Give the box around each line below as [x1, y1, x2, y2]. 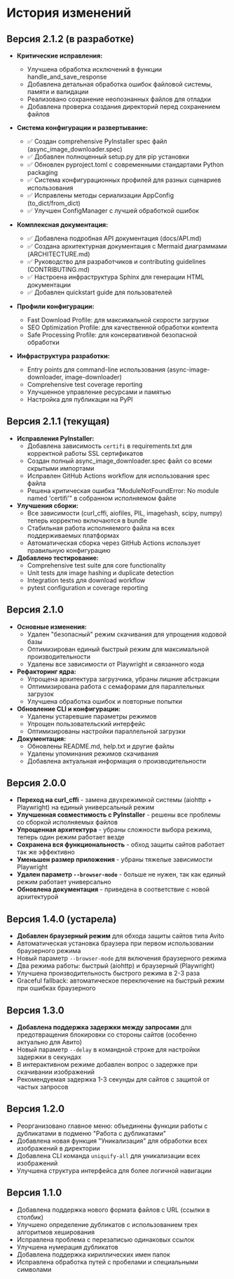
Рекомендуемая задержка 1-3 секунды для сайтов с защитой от [16, 1075, 210, 1084]
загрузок [27, 690, 54, 698]
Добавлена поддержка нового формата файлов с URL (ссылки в [16, 1205, 211, 1214]
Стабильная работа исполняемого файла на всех [27, 523, 175, 532]
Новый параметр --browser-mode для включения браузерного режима [16, 954, 227, 963]
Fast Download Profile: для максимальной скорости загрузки [27, 316, 209, 324]
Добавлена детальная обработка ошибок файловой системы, [27, 80, 213, 88]
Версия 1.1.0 [6, 1187, 62, 1199]
